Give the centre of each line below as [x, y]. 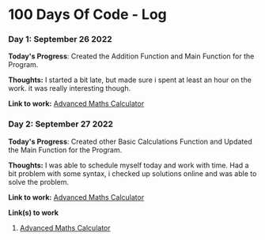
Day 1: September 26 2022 [60, 39]
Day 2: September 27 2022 [61, 124]
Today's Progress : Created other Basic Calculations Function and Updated [131, 141]
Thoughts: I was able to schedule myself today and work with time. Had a [129, 165]
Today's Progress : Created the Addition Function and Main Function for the [131, 56]
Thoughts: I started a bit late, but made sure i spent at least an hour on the [130, 80]
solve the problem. [39, 182]
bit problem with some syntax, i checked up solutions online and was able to [132, 173]
